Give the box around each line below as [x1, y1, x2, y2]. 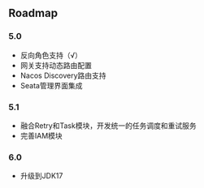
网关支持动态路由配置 [20, 60, 92, 70]
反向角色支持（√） [20, 50, 83, 60]
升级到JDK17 [20, 171, 63, 181]
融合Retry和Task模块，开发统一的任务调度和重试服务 [20, 121, 197, 130]
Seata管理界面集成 [20, 80, 83, 90]
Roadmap [8, 6, 59, 20]
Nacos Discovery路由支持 [20, 70, 107, 80]
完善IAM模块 [20, 130, 63, 140]
